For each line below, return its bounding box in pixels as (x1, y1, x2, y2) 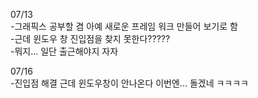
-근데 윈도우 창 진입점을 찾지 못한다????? (10, 33, 171, 44)
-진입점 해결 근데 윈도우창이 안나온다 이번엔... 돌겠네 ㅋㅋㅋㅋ (10, 77, 249, 89)
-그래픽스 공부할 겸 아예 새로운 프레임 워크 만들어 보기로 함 (10, 20, 238, 32)
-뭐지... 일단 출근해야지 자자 (10, 45, 119, 57)
